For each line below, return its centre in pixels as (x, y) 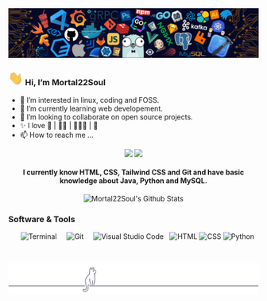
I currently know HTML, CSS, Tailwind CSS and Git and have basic (133, 172)
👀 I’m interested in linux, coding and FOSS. (89, 100)
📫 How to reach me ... (56, 135)
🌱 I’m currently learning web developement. (91, 108)
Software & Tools (42, 219)
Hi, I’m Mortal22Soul (65, 83)
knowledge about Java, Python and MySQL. (133, 181)
